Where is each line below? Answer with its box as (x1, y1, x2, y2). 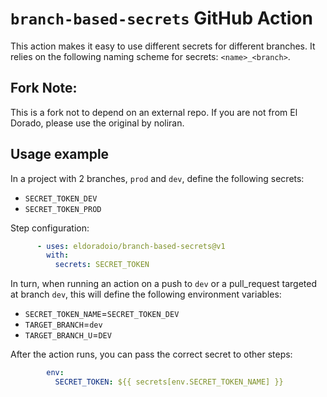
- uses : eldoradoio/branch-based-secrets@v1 (36, 241, 226, 251)
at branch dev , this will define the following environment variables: (10, 288, 282, 301)
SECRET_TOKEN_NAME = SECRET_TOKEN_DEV (24, 308, 180, 320)
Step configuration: (10, 222, 90, 234)
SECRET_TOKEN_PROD (24, 204, 102, 214)
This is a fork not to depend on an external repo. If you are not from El (10, 106, 298, 118)
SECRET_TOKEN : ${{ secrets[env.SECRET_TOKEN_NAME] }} (54, 377, 284, 387)
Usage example (10, 146, 110, 163)
